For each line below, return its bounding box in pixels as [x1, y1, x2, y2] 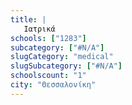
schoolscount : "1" [10, 71, 87, 81]
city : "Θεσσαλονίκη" [10, 80, 97, 90]
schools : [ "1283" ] [10, 33, 87, 43]
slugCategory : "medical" [10, 52, 114, 62]
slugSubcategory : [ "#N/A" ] [10, 61, 123, 71]
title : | [10, 14, 47, 25]
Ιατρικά [23, 24, 56, 34]
